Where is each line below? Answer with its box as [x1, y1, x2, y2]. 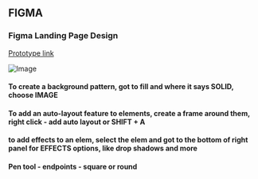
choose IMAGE [8, 91, 58, 100]
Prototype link [8, 48, 54, 58]
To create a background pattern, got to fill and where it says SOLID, [8, 82, 234, 91]
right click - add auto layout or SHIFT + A [8, 117, 146, 126]
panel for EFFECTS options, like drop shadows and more [8, 143, 197, 154]
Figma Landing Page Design [8, 30, 119, 41]
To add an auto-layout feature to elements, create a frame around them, [8, 108, 251, 118]
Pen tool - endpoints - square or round [8, 162, 138, 172]
